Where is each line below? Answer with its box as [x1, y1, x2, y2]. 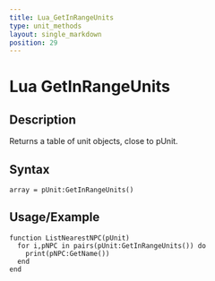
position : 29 [9, 38, 58, 47]
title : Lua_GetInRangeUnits [9, 13, 115, 22]
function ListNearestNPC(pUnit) [9, 234, 130, 243]
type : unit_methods [9, 21, 82, 30]
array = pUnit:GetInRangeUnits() [9, 185, 134, 195]
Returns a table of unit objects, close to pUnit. [9, 136, 178, 147]
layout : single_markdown [9, 30, 102, 38]
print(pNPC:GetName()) [25, 249, 110, 258]
